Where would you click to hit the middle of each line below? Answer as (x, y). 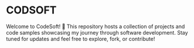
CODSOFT (31, 10)
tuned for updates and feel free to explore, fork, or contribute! (81, 39)
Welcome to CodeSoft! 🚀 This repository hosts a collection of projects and (96, 26)
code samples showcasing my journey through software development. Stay (97, 32)
